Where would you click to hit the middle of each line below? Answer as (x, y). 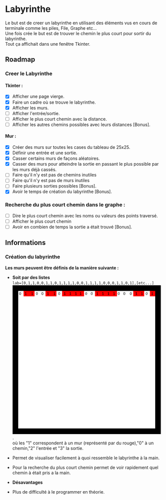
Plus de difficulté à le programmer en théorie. (58, 492)
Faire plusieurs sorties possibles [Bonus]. (54, 186)
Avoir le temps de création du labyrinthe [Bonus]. (62, 191)
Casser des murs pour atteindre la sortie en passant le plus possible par (85, 164)
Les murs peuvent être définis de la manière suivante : (62, 268)
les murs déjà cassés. (34, 170)
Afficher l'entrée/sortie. (36, 113)
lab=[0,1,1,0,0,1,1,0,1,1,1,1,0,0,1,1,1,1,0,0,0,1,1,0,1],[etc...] (83, 283)
